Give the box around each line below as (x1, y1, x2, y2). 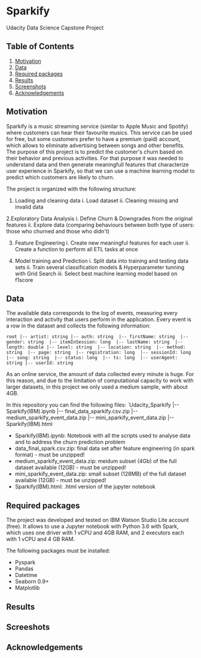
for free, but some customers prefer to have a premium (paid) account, (6, 135, 181, 142)
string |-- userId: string (6, 360, 74, 366)
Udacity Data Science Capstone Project (6, 24, 103, 31)
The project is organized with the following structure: (6, 185, 136, 193)
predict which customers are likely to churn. (6, 173, 115, 181)
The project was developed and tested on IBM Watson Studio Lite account (6, 516, 189, 524)
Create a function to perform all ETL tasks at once (14, 245, 138, 253)
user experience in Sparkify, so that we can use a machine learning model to (6, 167, 195, 175)
